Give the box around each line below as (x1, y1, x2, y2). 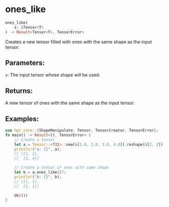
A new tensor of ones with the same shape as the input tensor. (5, 100, 135, 106)
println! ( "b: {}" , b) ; (14, 174, 62, 179)
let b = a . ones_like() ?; (14, 170, 66, 175)
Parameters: (5, 58, 45, 67)
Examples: (5, 114, 39, 123)
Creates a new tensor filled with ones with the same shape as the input (5, 39, 152, 45)
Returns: (5, 87, 33, 95)
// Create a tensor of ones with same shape (14, 165, 109, 170)
